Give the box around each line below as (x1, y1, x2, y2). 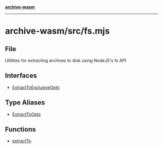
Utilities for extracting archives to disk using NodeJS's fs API (5, 58, 127, 63)
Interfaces (5, 72, 37, 80)
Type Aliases (5, 99, 45, 107)
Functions (5, 125, 36, 133)
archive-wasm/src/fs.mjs (5, 26, 110, 37)
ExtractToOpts (12, 111, 41, 117)
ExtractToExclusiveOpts (12, 84, 60, 90)
